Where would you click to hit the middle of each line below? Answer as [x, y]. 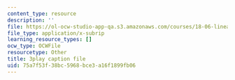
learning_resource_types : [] [50, 40]
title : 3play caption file [47, 59]
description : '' [31, 20]
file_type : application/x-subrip [56, 33]
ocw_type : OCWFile [34, 46]
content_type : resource [42, 14]
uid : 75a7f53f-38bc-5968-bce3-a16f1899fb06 [72, 65]
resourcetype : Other [37, 53]
